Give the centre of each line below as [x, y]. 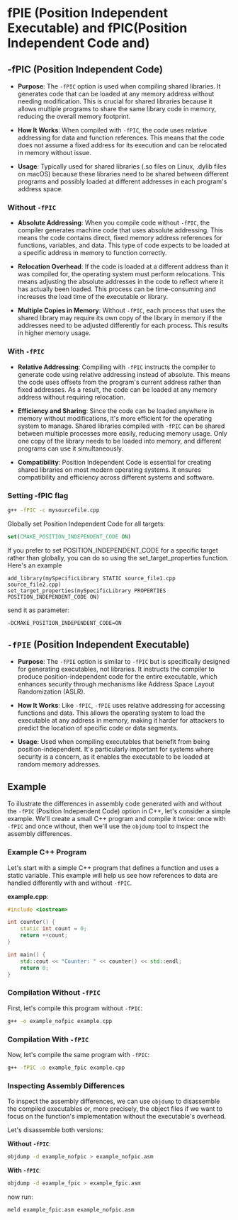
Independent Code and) [79, 43]
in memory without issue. [55, 153]
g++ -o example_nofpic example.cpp [60, 1021]
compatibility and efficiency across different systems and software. [116, 477]
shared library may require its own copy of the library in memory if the [120, 318]
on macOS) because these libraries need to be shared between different [123, 174]
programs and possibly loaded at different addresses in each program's [122, 181]
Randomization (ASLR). [51, 691]
